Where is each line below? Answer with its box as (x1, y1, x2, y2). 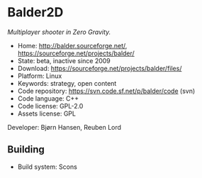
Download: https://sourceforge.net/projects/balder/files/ (17, 64, 182, 72)
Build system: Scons (17, 162, 78, 171)
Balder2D (7, 4, 64, 21)
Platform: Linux (17, 72, 62, 80)
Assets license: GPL (17, 109, 77, 118)
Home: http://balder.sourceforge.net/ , (17, 41, 128, 50)
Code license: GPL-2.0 (17, 101, 84, 110)
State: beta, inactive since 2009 (17, 56, 111, 65)
